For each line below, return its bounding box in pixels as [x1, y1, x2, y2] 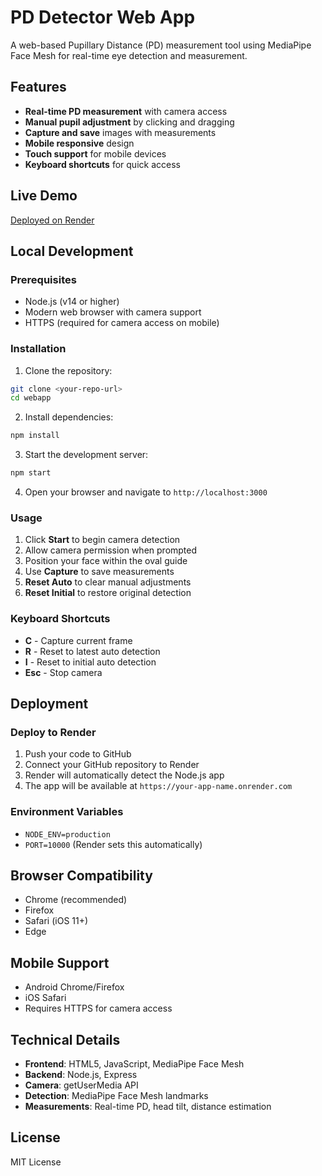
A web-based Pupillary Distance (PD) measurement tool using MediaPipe [10, 39, 312, 51]
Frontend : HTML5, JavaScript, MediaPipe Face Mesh [24, 1058, 245, 1070]
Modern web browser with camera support [24, 306, 202, 318]
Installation [10, 342, 67, 356]
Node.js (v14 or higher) [24, 296, 120, 308]
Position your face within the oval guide [24, 555, 188, 567]
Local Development [10, 242, 134, 260]
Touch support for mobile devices [24, 147, 167, 160]
